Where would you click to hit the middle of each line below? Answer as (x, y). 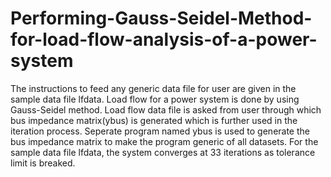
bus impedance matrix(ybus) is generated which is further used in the (154, 120)
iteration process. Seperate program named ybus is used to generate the (160, 131)
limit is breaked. (43, 163)
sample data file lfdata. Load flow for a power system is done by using (155, 99)
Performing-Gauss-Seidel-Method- (161, 18)
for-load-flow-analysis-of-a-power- (164, 39)
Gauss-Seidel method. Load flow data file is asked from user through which (166, 109)
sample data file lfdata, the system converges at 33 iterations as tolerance (163, 152)
